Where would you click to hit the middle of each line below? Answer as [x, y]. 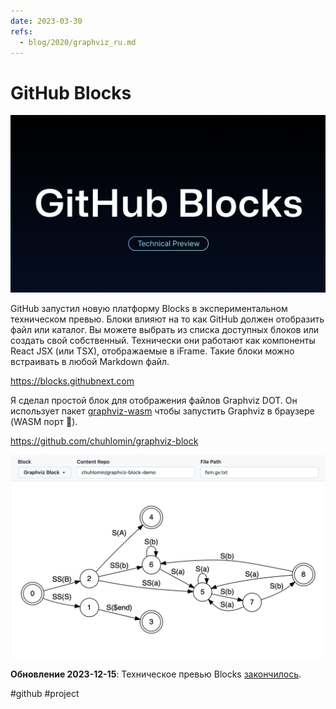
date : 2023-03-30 [46, 21]
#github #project [45, 693]
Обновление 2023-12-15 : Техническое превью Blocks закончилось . [156, 674]
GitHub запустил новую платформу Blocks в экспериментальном [149, 308]
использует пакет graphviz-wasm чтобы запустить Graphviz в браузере [162, 411]
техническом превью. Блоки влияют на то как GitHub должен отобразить [167, 319]
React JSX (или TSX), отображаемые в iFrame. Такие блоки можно [152, 351]
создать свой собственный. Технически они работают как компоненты [163, 340]
